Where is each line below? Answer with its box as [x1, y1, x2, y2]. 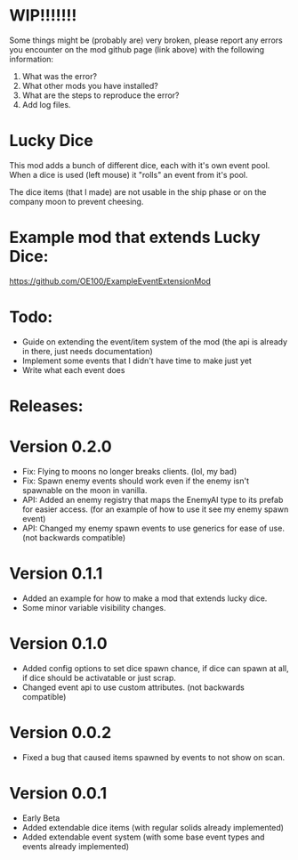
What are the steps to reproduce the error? [21, 90, 180, 101]
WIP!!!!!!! [9, 5, 77, 26]
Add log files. [21, 99, 71, 110]
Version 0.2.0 [9, 437, 113, 457]
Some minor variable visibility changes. [21, 602, 166, 613]
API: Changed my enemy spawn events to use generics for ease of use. [21, 523, 285, 533]
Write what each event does [21, 364, 125, 375]
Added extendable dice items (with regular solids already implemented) [21, 822, 285, 832]
